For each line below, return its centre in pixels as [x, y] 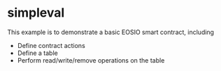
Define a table [37, 53]
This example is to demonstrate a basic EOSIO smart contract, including [111, 32]
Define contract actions [51, 45]
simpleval [36, 13]
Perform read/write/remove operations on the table [91, 60]
